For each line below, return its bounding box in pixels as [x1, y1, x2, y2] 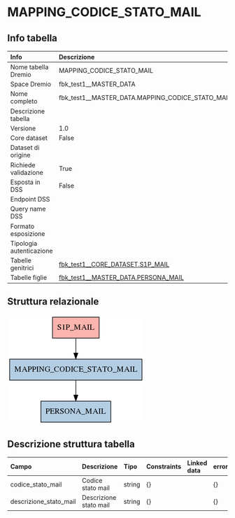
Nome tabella [10, 62, 49, 71]
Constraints [145, 463, 182, 471]
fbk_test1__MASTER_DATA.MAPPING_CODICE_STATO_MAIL [58, 93, 232, 101]
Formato [10, 222, 35, 230]
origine [10, 151, 31, 160]
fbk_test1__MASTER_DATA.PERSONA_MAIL [58, 274, 184, 282]
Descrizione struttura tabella [7, 438, 135, 450]
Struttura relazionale [7, 295, 99, 308]
